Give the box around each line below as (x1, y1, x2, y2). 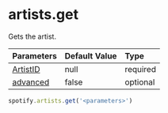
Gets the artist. (8, 32, 57, 41)
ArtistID (12, 63, 40, 74)
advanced (12, 77, 50, 88)
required (124, 63, 157, 74)
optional (124, 77, 155, 88)
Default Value (64, 50, 117, 61)
